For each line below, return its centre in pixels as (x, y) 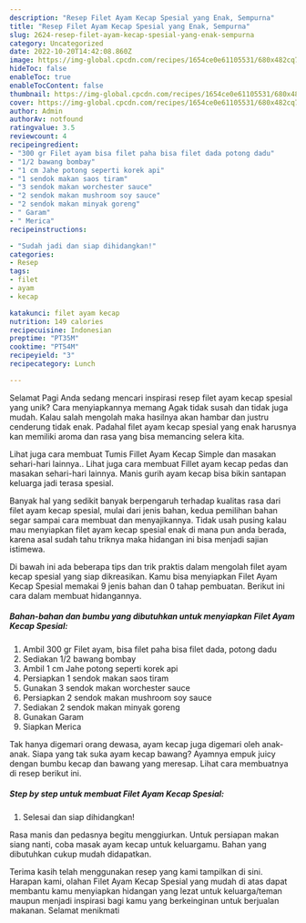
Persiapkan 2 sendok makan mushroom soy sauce (117, 697)
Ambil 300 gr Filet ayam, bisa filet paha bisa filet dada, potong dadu (150, 649)
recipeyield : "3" (42, 356)
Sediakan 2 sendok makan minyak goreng (101, 707)
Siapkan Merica (52, 726)
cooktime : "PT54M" (44, 347)
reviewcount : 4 (38, 137)
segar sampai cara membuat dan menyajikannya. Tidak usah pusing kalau (148, 520)
